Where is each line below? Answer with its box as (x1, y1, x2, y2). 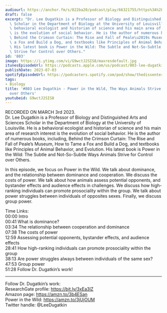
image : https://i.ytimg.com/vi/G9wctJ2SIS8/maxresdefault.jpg (5, 58, 137, 63)
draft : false (5, 12, 32, 17)
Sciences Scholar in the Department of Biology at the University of (5, 120, 142, 126)
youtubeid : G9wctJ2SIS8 (5, 95, 55, 100)
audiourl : (5, 7, 26, 12)
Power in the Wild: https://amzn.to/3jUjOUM (5, 297, 95, 303)
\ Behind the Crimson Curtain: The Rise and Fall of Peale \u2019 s (9, 35, 150, 40)
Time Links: (5, 208, 29, 214)
